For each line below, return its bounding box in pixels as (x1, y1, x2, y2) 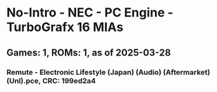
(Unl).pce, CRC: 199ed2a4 (6, 76, 96, 85)
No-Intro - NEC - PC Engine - (6, 5, 173, 21)
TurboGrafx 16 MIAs (6, 19, 124, 35)
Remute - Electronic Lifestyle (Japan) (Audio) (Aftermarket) (6, 67, 211, 77)
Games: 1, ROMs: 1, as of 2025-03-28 (6, 47, 171, 58)
